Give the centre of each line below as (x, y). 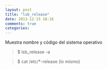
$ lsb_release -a (34, 52)
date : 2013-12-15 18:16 (30, 19)
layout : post (18, 10)
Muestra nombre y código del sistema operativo (54, 42)
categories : (17, 28)
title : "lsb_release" (27, 14)
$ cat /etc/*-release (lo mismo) (49, 62)
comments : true (21, 24)
